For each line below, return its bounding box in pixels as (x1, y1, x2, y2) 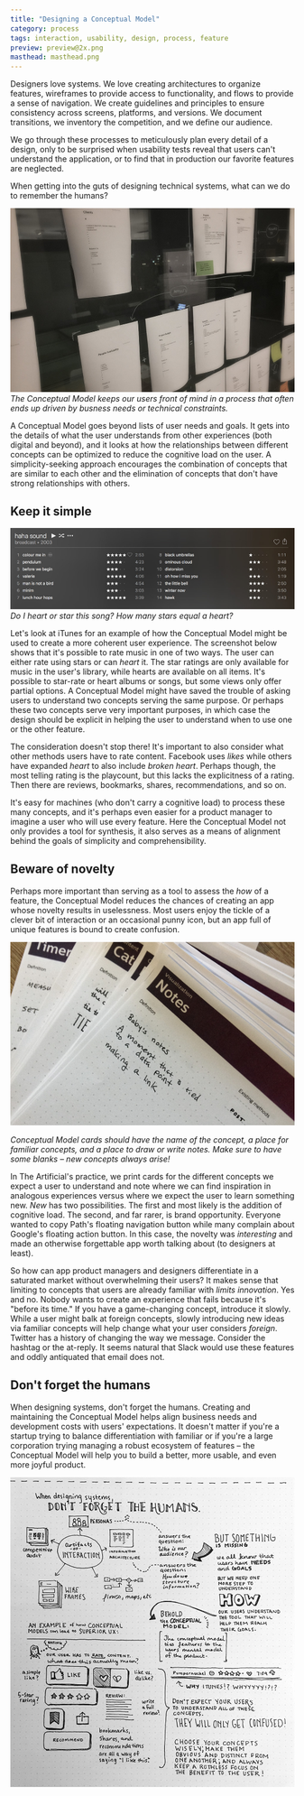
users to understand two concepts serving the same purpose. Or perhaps (10, 695, 284, 706)
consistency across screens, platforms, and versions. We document (10, 107, 263, 118)
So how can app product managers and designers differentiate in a (10, 1265, 259, 1276)
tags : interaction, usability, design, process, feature (10, 33, 229, 42)
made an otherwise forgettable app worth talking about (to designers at (10, 1238, 276, 1249)
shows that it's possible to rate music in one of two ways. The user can (10, 646, 274, 658)
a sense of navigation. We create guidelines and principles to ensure (10, 97, 265, 108)
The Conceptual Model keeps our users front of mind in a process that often (10, 393, 294, 403)
